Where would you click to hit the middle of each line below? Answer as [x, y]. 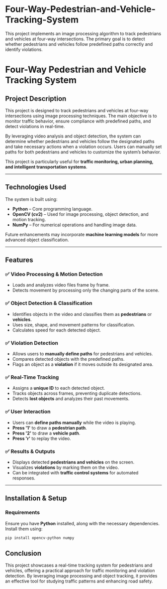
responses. [24, 478]
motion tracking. [29, 219]
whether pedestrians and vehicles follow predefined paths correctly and [79, 44]
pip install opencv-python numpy [40, 538]
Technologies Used [36, 187]
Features [19, 260]
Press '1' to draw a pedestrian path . [49, 428]
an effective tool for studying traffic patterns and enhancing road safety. [79, 581]
